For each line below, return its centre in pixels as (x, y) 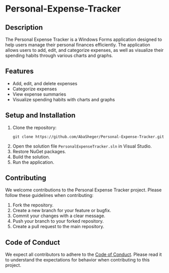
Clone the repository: (35, 127)
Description (24, 27)
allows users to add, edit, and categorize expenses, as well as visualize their (84, 50)
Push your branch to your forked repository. (58, 221)
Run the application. (33, 162)
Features (19, 71)
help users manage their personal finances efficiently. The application (78, 45)
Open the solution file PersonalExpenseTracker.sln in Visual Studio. (82, 146)
